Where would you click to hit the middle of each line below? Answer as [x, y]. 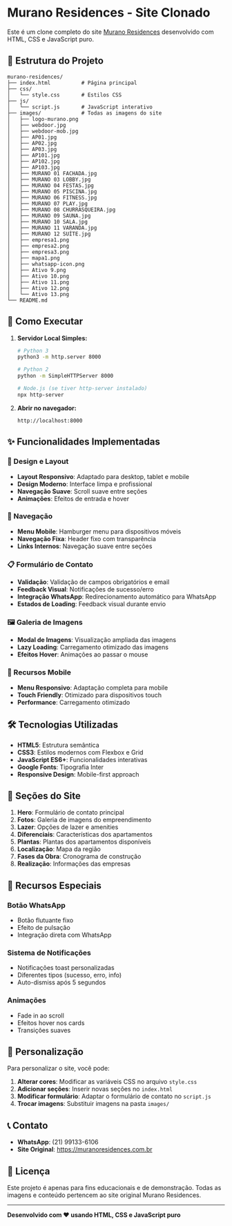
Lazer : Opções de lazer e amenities [68, 827]
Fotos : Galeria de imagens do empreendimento [84, 820]
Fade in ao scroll [40, 1015]
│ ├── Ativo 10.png [38, 276]
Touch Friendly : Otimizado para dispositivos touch [89, 694]
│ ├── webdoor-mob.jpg [43, 131]
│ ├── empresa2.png [38, 246]
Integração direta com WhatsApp [64, 935]
